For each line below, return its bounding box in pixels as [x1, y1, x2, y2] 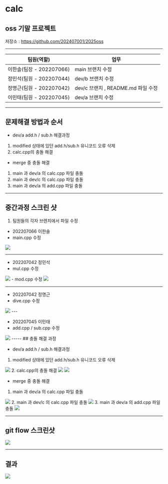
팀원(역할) [27, 56, 50, 63]
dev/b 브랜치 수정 [74, 75, 114, 82]
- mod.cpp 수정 [11, 276, 42, 282]
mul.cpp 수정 [12, 265, 39, 271]
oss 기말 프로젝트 [5, 24, 56, 32]
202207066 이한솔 [12, 228, 50, 234]
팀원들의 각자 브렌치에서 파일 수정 [12, 217, 78, 223]
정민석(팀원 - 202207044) [7, 75, 70, 82]
